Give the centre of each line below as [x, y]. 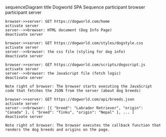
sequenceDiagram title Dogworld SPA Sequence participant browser [75, 7]
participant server [23, 12]
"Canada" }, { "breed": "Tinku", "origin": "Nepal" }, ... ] [70, 112]
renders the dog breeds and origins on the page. [58, 130]
